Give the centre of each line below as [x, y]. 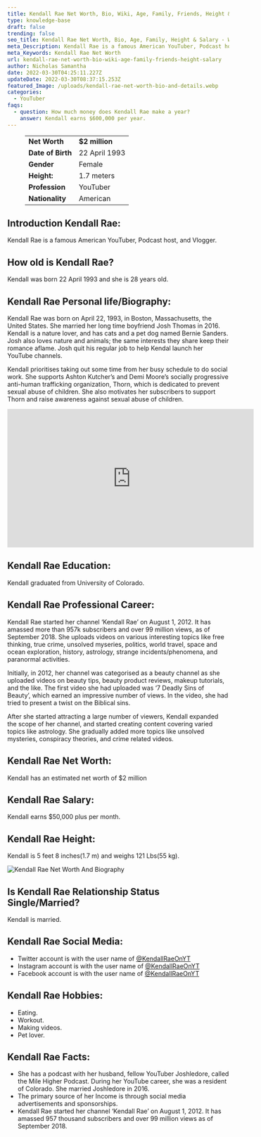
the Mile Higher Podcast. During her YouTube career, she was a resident [122, 1081]
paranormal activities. [39, 659]
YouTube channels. [35, 356]
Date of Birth [50, 153]
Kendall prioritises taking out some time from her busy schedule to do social [117, 369]
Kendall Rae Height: [51, 839]
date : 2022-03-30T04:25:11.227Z [55, 72]
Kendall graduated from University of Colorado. [76, 583]
